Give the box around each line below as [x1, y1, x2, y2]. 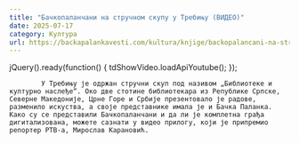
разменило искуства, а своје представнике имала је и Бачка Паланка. [9, 103, 273, 112]
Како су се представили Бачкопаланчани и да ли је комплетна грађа [9, 110, 265, 120]
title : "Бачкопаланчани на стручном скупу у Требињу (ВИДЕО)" [9, 12, 245, 22]
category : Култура [9, 29, 77, 38]
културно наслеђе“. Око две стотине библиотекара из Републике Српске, [9, 87, 280, 96]
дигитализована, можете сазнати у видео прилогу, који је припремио [9, 118, 269, 127]
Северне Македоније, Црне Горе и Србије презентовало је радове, [9, 95, 256, 104]
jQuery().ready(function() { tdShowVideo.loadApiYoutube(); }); [9, 62, 238, 73]
